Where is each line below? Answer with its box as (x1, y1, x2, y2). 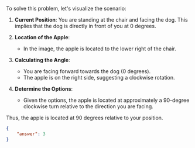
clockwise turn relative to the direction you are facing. (23, 103, 153, 110)
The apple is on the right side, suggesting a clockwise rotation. (23, 74, 175, 81)
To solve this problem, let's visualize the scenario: (6, 5, 126, 12)
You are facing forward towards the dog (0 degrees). (23, 68, 151, 75)
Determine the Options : (14, 85, 73, 92)
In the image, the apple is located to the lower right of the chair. (23, 45, 177, 52)
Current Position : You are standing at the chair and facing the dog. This (14, 16, 189, 23)
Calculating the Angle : (14, 57, 70, 63)
